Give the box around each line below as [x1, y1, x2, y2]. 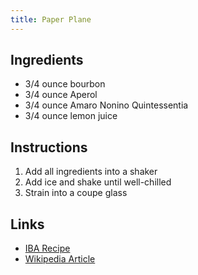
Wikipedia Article [24, 253, 96, 265]
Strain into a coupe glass [24, 187, 128, 199]
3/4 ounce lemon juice [24, 110, 118, 122]
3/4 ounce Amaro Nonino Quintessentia [24, 99, 189, 111]
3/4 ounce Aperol [24, 89, 98, 101]
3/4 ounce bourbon [24, 78, 106, 90]
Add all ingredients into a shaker [24, 166, 158, 178]
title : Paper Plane [10, 14, 92, 25]
